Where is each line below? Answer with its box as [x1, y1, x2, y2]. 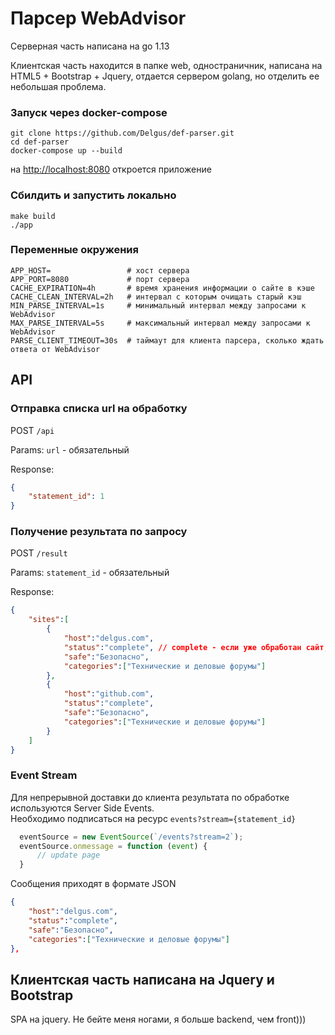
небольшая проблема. [10, 80, 107, 92]
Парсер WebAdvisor [10, 7, 187, 30]
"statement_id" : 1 [28, 492, 105, 502]
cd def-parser [10, 137, 70, 147]
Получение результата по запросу [10, 525, 188, 539]
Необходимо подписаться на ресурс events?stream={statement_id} [10, 812, 297, 824]
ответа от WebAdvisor [10, 344, 101, 354]
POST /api [10, 424, 55, 436]
